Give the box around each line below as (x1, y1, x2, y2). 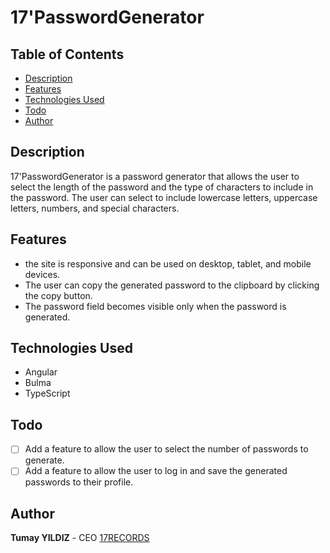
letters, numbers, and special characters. (10, 202, 180, 214)
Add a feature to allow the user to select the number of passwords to (24, 443, 309, 455)
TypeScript (24, 387, 71, 400)
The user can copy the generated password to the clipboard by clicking (24, 279, 320, 291)
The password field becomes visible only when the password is (24, 300, 287, 312)
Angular (24, 366, 58, 378)
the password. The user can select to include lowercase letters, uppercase (10, 191, 318, 203)
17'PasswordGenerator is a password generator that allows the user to (10, 170, 300, 182)
